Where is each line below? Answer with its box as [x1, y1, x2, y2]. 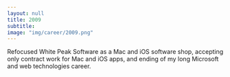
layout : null [7, 10, 45, 17]
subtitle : [7, 22, 36, 29]
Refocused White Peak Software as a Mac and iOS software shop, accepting [7, 48, 224, 56]
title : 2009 [7, 16, 41, 23]
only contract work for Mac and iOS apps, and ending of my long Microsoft [7, 55, 219, 63]
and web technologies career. [7, 62, 91, 70]
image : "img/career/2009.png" [7, 29, 94, 36]
